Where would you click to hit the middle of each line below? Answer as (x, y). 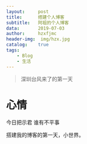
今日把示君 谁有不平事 (33, 123)
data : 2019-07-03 (36, 28)
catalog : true (28, 45)
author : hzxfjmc (32, 34)
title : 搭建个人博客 (36, 17)
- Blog (25, 56)
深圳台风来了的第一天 (46, 79)
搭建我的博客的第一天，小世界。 (45, 135)
